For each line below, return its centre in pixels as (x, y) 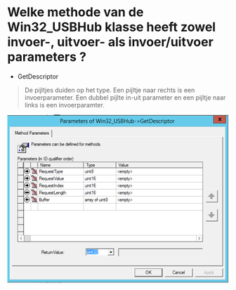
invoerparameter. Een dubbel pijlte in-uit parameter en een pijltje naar (125, 97)
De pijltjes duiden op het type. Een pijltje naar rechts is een (110, 90)
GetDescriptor (38, 76)
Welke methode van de (76, 12)
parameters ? (47, 57)
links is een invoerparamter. (65, 105)
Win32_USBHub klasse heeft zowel (112, 27)
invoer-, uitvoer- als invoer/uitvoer (111, 42)
